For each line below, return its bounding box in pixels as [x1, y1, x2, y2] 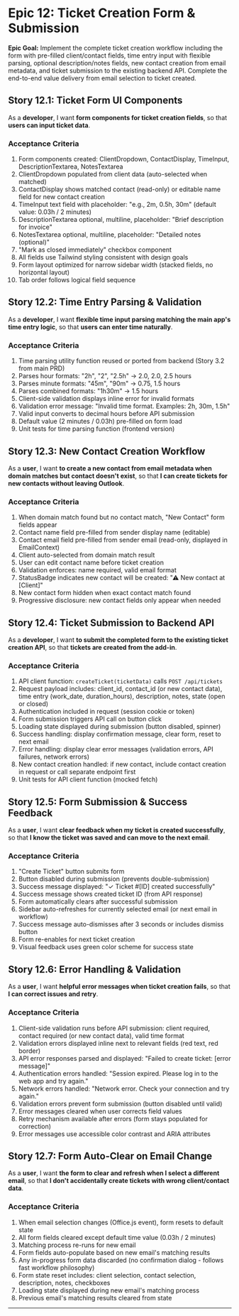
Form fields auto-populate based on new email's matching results [18, 1248, 211, 1256]
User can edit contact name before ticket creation [18, 558, 164, 567]
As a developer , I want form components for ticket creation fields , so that [8, 113, 228, 122]
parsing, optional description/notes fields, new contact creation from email [8, 58, 226, 67]
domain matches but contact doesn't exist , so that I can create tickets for [8, 471, 228, 480]
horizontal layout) [18, 268, 70, 277]
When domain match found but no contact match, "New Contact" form [18, 513, 226, 522]
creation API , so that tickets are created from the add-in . [8, 643, 177, 652]
